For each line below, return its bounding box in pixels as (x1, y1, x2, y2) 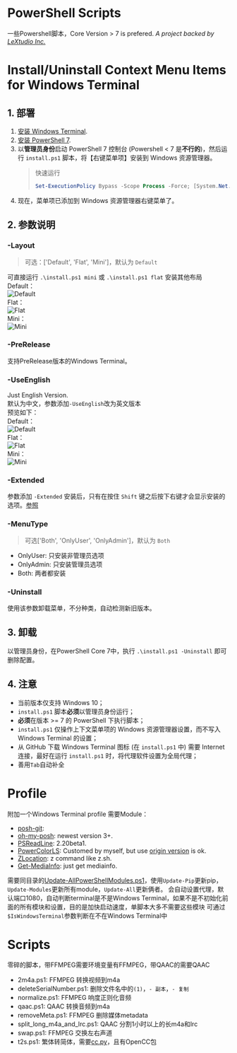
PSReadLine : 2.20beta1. (17, 839, 87, 847)
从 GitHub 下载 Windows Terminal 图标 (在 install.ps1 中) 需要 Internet (17, 743, 225, 751)
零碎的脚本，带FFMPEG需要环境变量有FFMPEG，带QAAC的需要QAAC (7, 960, 210, 970)
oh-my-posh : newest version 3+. (17, 831, 114, 839)
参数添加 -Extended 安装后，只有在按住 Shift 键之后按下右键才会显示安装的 (7, 492, 226, 501)
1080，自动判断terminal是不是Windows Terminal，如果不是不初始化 (25, 893, 223, 902)
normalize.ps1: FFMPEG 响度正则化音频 (17, 994, 132, 1002)
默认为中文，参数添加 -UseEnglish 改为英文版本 (7, 400, 141, 408)
